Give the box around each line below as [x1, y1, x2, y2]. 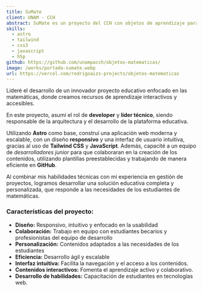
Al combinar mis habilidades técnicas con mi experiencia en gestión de [6, 173, 183, 181]
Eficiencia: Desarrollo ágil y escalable [14, 253, 110, 260]
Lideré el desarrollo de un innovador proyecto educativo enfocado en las [6, 87, 187, 94]
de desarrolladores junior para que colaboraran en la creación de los [6, 149, 178, 156]
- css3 [11, 43, 28, 49]
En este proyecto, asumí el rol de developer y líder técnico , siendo [6, 111, 173, 119]
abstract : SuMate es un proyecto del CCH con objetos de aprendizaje [6, 20, 185, 26]
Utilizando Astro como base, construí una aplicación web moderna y [6, 130, 177, 137]
